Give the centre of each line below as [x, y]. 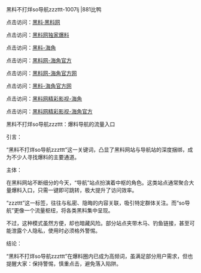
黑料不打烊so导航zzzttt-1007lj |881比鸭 [54, 9]
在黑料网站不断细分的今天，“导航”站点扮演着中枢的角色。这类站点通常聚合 [98, 183]
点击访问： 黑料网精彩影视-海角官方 [49, 111]
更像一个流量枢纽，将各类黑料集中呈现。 [64, 210]
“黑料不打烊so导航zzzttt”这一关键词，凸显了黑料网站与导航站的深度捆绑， [97, 150]
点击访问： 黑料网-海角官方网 [42, 73]
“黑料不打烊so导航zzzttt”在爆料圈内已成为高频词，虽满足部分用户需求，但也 [100, 256]
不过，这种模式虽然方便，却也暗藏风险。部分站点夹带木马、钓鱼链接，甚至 [98, 223]
